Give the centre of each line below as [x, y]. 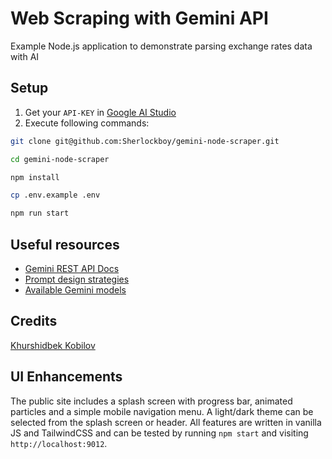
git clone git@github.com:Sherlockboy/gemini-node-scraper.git [145, 141]
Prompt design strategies [77, 279]
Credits [34, 321]
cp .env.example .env [55, 195]
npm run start [40, 213]
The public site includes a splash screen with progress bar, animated [151, 401]
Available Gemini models [75, 289]
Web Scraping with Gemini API [139, 18]
